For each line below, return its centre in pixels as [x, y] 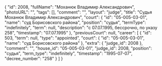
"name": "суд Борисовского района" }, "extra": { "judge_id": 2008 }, [74, 43]
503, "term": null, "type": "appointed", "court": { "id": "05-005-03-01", [75, 38]
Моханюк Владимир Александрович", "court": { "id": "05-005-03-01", [76, 17]
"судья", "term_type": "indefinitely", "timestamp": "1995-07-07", [69, 53]
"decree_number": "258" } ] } [34, 58]
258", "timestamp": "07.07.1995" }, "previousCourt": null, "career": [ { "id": [78, 33]
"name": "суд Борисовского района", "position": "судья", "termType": [75, 22]
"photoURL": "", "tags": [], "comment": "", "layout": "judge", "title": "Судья [78, 12]
